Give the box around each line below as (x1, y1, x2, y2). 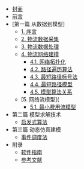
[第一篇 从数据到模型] (11, 21, 65, 27)
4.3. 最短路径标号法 (29, 73, 78, 80)
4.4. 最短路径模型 (29, 81, 73, 88)
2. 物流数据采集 (20, 36, 59, 42)
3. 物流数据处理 (20, 43, 59, 50)
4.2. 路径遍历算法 (29, 66, 73, 72)
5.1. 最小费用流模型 (29, 103, 76, 110)
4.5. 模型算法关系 (29, 88, 73, 95)
